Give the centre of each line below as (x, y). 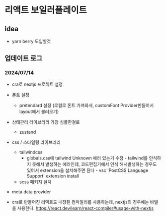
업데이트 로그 (24, 58)
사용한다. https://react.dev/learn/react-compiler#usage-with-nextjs (85, 208)
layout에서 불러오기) (39, 111)
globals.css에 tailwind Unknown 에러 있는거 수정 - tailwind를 (87, 158)
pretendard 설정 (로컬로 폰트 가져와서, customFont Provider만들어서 (86, 105)
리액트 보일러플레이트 (46, 10)
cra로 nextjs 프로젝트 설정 (37, 84)
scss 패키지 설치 (35, 182)
